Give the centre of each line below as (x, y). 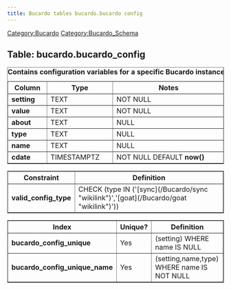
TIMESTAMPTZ (75, 157)
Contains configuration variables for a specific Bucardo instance (116, 72)
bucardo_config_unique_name (62, 267)
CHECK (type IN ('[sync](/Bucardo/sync (143, 189)
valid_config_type (41, 198)
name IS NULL (178, 247)
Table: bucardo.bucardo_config (76, 55)
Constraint (42, 178)
